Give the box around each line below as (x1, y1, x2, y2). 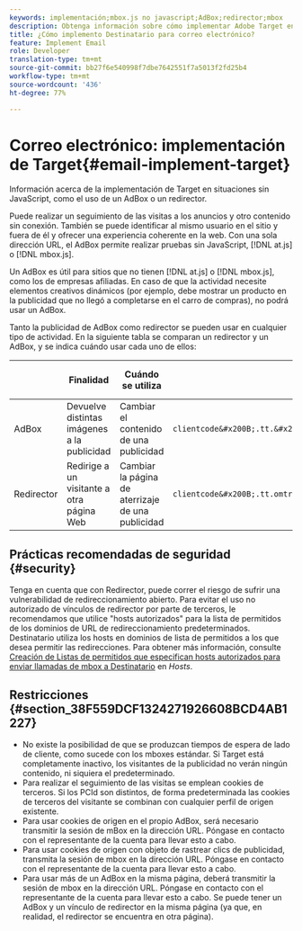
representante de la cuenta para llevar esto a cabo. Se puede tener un (22, 892, 282, 903)
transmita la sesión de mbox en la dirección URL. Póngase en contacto (22, 854, 285, 864)
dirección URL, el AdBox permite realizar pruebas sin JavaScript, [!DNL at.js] (9, 239, 293, 250)
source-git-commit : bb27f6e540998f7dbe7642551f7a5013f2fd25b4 (9, 64, 247, 73)
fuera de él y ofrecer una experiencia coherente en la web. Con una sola (9, 230, 278, 241)
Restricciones (9, 687, 89, 703)
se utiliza (121, 380, 162, 392)
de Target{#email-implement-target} (9, 154, 290, 175)
